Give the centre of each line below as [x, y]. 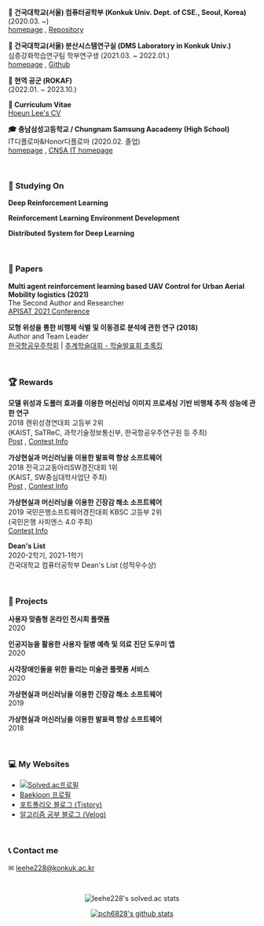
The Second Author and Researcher [66, 302]
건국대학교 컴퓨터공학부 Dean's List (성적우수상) [82, 565]
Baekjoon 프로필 [45, 795]
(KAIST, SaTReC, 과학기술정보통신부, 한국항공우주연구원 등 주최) [108, 432]
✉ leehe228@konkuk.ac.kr [51, 868]
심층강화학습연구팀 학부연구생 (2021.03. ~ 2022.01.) [89, 55]
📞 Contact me [33, 851]
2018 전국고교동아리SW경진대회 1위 [63, 467]
